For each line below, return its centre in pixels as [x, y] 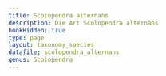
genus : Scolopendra [41, 60]
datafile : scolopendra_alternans [64, 52]
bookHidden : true [37, 30]
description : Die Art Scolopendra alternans [83, 23]
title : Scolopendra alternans [59, 15]
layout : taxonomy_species [51, 45]
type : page [26, 38]
